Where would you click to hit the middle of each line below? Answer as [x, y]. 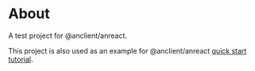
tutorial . [21, 59]
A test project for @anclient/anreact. [68, 35]
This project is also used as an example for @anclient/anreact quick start [127, 50]
